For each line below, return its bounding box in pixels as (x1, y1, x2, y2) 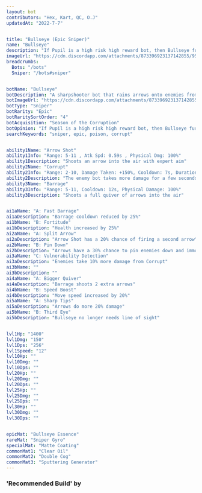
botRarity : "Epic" (6, 109, 52, 115)
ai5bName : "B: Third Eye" (6, 309, 71, 316)
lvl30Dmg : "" (6, 410, 39, 416)
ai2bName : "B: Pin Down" (6, 242, 69, 248)
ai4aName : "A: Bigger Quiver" (6, 275, 82, 281)
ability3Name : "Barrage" (6, 180, 69, 187)
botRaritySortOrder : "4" (6, 114, 69, 120)
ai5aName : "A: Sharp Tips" (6, 298, 74, 304)
